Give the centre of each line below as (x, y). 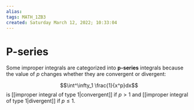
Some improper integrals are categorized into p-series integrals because (95, 68)
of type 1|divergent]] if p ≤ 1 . (41, 101)
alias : (14, 11)
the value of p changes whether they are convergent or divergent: (86, 74)
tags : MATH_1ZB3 (26, 17)
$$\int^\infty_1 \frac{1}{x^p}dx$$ (99, 85)
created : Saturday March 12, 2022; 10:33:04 (62, 22)
